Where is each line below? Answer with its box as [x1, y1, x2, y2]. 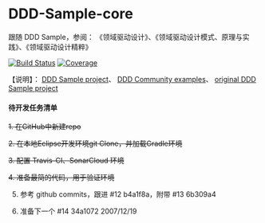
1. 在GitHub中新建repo [8, 122, 81, 131]
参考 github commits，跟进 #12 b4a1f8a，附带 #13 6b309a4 [19, 190, 217, 199]
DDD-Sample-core [8, 5, 133, 23]
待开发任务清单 [8, 103, 57, 112]
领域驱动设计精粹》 [29, 41, 93, 52]
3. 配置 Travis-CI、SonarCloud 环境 [8, 156, 125, 166]
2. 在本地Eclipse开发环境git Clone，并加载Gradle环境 [8, 139, 183, 148]
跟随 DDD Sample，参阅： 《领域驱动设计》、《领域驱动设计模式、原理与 [8, 32, 243, 41]
